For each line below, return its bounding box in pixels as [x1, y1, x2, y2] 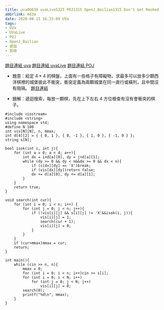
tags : [5, 21, 16, 26]
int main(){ [5, 257, 29, 263]
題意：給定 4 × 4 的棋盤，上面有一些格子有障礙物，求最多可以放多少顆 [12, 73, 155, 79]
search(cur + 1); [40, 219, 76, 224]
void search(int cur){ [5, 197, 52, 202]
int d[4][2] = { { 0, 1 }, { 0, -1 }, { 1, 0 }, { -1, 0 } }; [5, 133, 135, 138]
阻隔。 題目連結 [16, 85, 48, 91]
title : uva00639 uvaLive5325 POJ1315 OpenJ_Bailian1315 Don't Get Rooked [5, 7, 160, 12]
